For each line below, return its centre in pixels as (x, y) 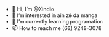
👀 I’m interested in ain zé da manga (54, 15)
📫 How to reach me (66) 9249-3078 (57, 28)
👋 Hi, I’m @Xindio (33, 9)
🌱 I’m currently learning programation (57, 21)
